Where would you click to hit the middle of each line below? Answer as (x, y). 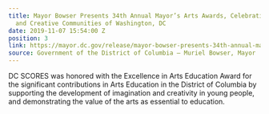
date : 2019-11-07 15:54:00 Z (57, 31)
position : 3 (28, 38)
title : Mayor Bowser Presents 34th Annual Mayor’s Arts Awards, (118, 16)
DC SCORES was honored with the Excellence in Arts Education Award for (130, 76)
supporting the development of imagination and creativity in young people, (131, 93)
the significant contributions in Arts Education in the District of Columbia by (132, 84)
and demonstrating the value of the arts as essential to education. (117, 102)
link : (17, 46)
